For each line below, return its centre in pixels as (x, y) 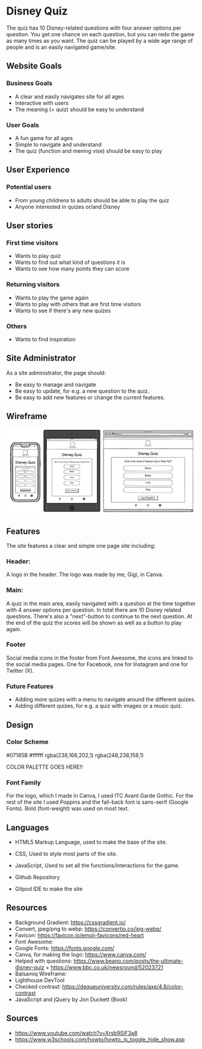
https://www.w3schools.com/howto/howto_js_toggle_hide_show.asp (100, 1039)
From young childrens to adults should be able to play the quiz (92, 200)
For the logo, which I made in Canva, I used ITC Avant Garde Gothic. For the (100, 796)
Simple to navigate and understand (58, 144)
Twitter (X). (20, 670)
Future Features (30, 686)
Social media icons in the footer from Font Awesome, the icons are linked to (100, 658)
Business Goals (29, 83)
